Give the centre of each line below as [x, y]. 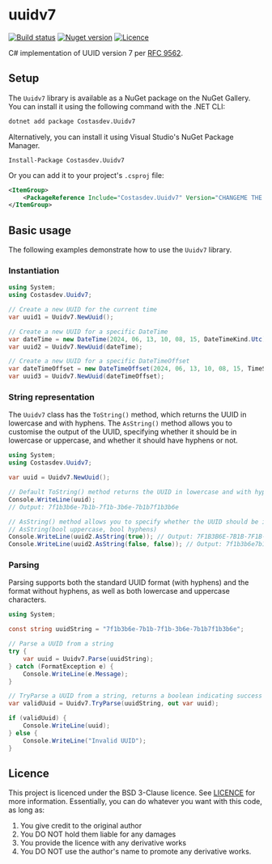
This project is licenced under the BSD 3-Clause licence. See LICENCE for [132, 793]
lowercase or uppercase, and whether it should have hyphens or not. [123, 440]
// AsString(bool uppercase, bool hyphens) [83, 529]
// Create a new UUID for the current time [83, 310]
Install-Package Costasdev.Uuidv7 [67, 160]
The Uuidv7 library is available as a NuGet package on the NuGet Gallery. [130, 98]
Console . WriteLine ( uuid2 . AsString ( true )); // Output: [101, 537]
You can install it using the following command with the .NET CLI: [117, 106]
